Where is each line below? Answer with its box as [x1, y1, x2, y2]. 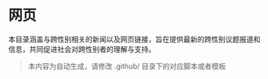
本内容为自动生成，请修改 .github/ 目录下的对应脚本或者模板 [27, 61, 226, 71]
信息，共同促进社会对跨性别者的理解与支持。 [8, 44, 156, 53]
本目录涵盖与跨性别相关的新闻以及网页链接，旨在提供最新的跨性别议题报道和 [8, 34, 261, 44]
